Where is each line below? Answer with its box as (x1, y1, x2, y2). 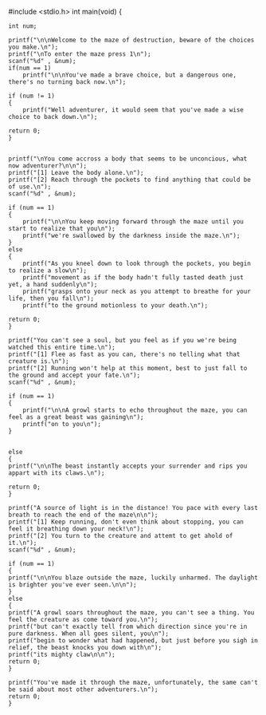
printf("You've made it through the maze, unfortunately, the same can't (8, 678, 259, 686)
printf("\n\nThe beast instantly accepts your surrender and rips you (8, 462, 248, 470)
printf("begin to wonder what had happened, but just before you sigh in (8, 637, 259, 645)
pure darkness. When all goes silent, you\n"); (8, 630, 170, 638)
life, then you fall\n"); (8, 294, 94, 302)
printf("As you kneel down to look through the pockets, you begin (22, 259, 251, 267)
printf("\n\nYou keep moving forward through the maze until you (22, 218, 244, 226)
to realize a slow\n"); (8, 267, 88, 275)
